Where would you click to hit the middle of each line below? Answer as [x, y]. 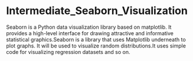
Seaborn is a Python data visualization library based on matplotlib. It [89, 27]
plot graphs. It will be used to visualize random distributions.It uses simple [96, 46]
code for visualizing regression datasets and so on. [68, 52]
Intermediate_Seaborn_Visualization [97, 11]
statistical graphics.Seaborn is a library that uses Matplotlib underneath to [96, 39]
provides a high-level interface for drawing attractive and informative [90, 33]
